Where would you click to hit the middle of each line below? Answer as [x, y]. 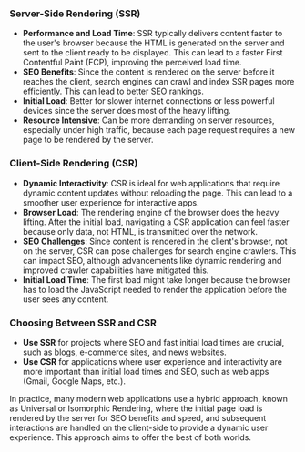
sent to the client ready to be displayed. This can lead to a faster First [152, 53]
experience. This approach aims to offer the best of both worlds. [131, 437]
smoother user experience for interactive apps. [111, 202]
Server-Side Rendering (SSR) [75, 14]
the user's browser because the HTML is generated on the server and [153, 43]
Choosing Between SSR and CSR [83, 323]
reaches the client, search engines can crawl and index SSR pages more [158, 82]
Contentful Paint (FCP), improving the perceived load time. [132, 63]
